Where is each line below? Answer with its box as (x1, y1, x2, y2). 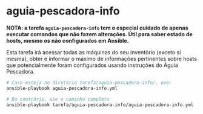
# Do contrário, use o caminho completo (6, 96, 110, 102)
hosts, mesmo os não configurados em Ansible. (6, 37, 129, 44)
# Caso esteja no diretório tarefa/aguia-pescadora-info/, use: (6, 80, 172, 86)
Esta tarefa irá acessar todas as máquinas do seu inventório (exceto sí (6, 48, 181, 55)
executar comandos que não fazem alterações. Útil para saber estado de (6, 30, 193, 37)
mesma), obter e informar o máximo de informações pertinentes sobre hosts (6, 55, 197, 62)
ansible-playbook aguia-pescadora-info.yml (6, 85, 118, 91)
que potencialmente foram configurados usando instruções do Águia (6, 62, 179, 69)
